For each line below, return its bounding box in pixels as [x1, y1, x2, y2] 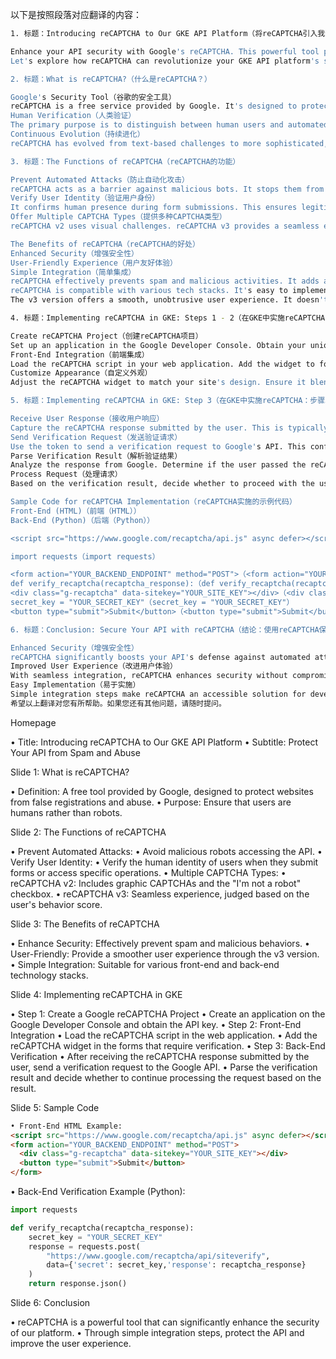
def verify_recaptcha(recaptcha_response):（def [10, 579, 215, 589]
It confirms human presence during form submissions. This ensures [10, 203, 298, 213]
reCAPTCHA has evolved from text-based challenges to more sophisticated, [10, 138, 329, 148]
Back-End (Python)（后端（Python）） [10, 515, 155, 525]
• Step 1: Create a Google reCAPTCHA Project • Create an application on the [10, 1008, 326, 1020]
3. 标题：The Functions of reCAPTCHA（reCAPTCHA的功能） [10, 156, 241, 167]
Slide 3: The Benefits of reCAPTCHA [10, 918, 160, 930]
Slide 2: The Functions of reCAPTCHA [10, 826, 167, 838]
